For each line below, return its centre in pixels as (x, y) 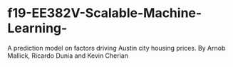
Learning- (37, 28)
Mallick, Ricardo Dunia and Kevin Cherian (68, 56)
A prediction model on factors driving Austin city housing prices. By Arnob (116, 48)
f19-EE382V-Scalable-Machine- (105, 13)
